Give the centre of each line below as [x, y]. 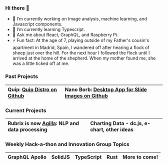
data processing [27, 129]
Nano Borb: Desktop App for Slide [106, 89]
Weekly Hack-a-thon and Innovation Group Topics [67, 144]
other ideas [120, 129]
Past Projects [22, 76]
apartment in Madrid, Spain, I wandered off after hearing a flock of [81, 47]
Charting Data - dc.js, [116, 123]
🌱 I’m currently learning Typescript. [48, 29]
